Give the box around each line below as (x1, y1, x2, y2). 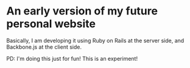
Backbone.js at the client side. (6, 43, 82, 51)
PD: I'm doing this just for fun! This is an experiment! (6, 55, 138, 62)
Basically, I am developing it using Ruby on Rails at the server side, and (6, 37, 185, 44)
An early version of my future (6, 4, 158, 18)
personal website (6, 17, 96, 31)
